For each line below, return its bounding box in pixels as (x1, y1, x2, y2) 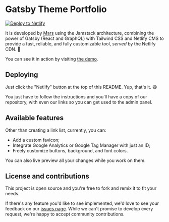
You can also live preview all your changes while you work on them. (5, 157, 146, 163)
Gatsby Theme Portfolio (5, 4, 107, 15)
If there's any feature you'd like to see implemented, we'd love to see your (5, 200, 159, 206)
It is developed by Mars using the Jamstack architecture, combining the (5, 30, 154, 36)
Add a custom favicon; (12, 137, 60, 143)
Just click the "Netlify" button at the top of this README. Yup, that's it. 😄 (5, 84, 157, 90)
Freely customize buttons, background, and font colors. (12, 147, 128, 153)
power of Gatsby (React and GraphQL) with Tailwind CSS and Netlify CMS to (5, 35, 164, 41)
